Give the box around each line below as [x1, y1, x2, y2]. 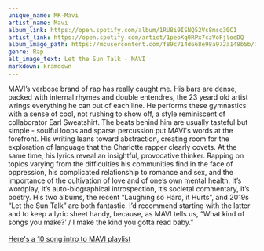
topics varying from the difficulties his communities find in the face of [8, 158, 233, 169]
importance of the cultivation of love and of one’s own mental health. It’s [8, 176, 242, 185]
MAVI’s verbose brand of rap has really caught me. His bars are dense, [8, 84, 237, 93]
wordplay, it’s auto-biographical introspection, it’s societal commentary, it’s [8, 184, 250, 193]
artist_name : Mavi [8, 19, 68, 27]
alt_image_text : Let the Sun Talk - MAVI [8, 56, 146, 64]
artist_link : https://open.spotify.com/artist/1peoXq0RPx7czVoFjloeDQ [8, 33, 244, 42]
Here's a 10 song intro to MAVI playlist [8, 234, 131, 243]
